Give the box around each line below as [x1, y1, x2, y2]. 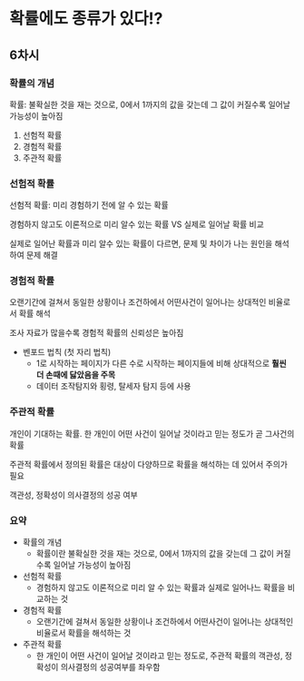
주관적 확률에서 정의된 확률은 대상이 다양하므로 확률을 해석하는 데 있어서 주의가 [9, 459, 289, 469]
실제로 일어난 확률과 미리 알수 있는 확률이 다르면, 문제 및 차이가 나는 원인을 [9, 238, 273, 250]
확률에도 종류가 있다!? [9, 8, 163, 29]
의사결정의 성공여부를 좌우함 [60, 662, 161, 673]
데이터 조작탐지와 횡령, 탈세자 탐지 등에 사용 [35, 380, 191, 391]
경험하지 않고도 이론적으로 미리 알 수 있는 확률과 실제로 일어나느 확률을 [35, 582, 286, 593]
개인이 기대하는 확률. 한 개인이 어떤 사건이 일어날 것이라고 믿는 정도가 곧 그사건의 [9, 428, 295, 439]
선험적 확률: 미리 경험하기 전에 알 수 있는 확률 [9, 200, 170, 211]
